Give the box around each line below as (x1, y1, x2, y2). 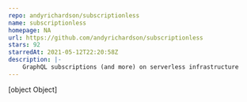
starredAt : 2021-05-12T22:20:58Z (8, 48, 119, 56)
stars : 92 (8, 41, 41, 49)
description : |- (8, 56, 62, 64)
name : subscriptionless (8, 19, 87, 27)
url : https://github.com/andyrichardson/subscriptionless (8, 33, 203, 42)
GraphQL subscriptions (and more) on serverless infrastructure (22, 63, 239, 71)
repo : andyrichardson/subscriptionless (8, 11, 140, 20)
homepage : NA (8, 26, 51, 34)
